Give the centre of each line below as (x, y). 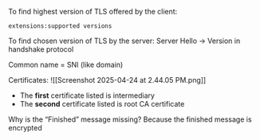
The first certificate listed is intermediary (87, 95)
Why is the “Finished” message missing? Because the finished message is (130, 119)
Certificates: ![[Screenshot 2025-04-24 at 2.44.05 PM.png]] (107, 80)
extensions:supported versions (60, 26)
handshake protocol (41, 49)
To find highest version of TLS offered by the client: (93, 12)
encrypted (25, 128)
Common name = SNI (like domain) (66, 64)
